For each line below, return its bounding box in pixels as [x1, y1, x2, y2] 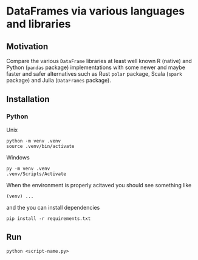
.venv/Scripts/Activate [6, 171, 67, 177]
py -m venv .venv [6, 165, 50, 172]
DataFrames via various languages [6, 4, 185, 18]
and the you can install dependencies [6, 204, 100, 211]
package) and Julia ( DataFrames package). [6, 77, 111, 84]
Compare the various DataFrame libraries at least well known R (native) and [6, 58, 193, 64]
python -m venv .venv [6, 138, 61, 144]
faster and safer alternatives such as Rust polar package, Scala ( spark [6, 70, 182, 77]
